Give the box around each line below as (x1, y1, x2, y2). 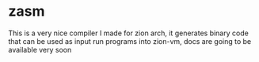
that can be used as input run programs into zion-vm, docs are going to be (8, 36, 252, 46)
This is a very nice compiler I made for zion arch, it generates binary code (8, 28, 249, 38)
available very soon (8, 45, 72, 54)
